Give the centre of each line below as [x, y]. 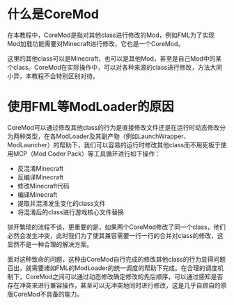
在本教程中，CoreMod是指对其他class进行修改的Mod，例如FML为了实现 [111, 35]
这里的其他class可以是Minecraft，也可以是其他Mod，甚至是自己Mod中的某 [115, 58]
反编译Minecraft [40, 177]
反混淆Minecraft [40, 168]
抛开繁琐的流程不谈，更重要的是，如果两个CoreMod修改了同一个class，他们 [117, 227]
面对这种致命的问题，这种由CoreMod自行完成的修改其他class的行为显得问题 [117, 259]
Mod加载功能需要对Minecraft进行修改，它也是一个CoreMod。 [96, 43]
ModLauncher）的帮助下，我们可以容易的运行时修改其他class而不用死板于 [114, 144]
